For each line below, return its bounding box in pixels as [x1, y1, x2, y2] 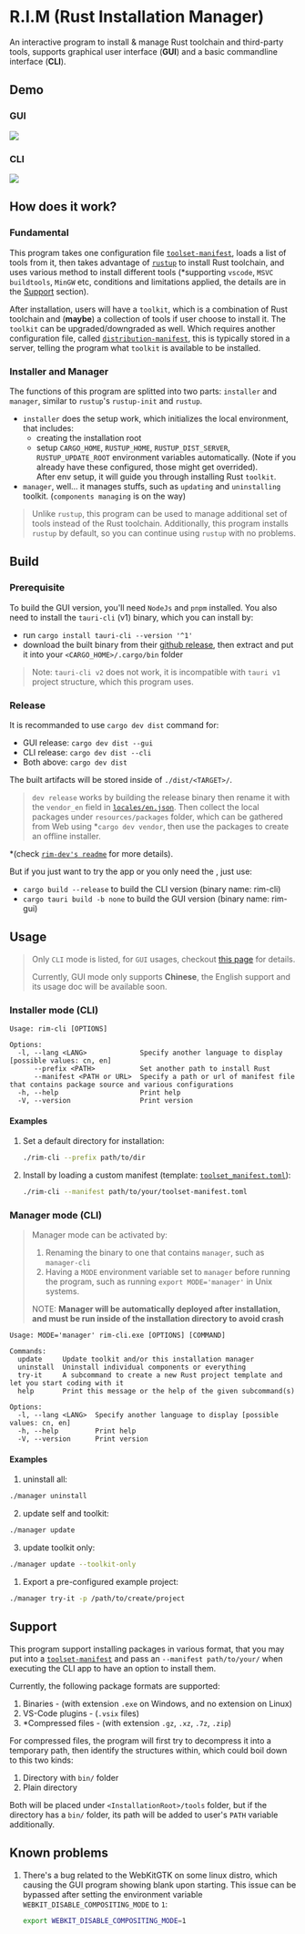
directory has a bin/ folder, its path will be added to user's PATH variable [9, 1809, 279, 1820]
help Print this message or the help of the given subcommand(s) [17, 1387, 296, 1396]
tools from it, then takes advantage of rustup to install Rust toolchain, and [9, 257, 285, 268]
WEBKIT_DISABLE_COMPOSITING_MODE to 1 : [22, 1898, 168, 1909]
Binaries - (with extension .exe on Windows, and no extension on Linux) [22, 1698, 293, 1709]
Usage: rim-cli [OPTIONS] [9, 1024, 107, 1034]
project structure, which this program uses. [31, 676, 194, 687]
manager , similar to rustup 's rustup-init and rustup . [9, 395, 203, 406]
